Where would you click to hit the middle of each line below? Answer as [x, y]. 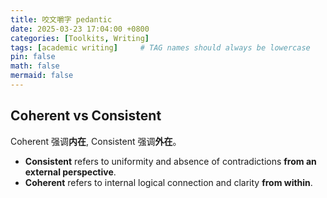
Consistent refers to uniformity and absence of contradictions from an [170, 161]
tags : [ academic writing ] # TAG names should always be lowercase [160, 47]
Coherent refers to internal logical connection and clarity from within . [168, 182]
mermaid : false [42, 76]
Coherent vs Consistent [86, 116]
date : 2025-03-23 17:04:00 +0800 [80, 29]
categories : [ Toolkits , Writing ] [80, 38]
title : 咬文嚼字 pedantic [61, 19]
